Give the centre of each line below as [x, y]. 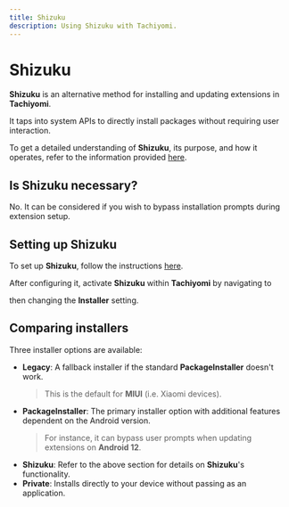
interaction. [30, 131]
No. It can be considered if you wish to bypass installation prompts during [145, 207]
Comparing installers [69, 328]
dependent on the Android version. [86, 421]
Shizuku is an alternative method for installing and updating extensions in [144, 94]
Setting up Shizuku [63, 245]
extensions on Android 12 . [93, 447]
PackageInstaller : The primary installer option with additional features [151, 411]
